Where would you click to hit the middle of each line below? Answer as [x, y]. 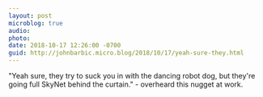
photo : [19, 38]
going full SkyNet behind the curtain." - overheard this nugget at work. [126, 84]
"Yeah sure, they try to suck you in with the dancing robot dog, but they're [132, 76]
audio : [19, 30]
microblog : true [36, 23]
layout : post [30, 16]
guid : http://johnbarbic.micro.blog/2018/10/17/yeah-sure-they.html [126, 53]
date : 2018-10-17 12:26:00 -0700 [65, 46]
